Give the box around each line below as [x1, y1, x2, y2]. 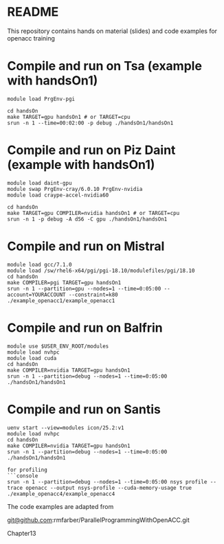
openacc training [7, 34, 55, 42]
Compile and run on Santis [7, 401, 161, 417]
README [7, 4, 59, 20]
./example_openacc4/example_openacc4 [7, 490, 115, 497]
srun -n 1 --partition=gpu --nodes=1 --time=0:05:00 [7, 285, 161, 292]
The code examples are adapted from [7, 502, 114, 510]
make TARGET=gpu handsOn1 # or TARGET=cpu [7, 113, 131, 120]
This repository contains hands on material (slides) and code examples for [7, 27, 218, 35]
